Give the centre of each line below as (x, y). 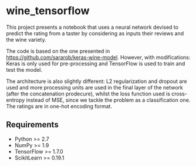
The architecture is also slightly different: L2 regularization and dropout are (97, 81)
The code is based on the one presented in (58, 51)
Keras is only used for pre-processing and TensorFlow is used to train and (96, 64)
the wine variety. (26, 39)
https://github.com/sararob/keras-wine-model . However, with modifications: (98, 57)
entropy (16, 100)
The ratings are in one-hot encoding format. (59, 106)
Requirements (32, 125)
